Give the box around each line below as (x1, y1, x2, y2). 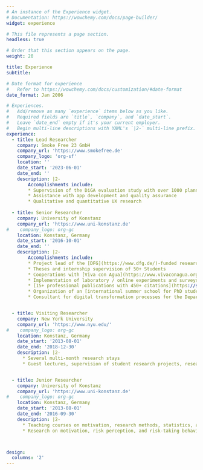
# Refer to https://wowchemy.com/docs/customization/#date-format (6, 86, 182, 93)
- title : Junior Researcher (11, 377, 83, 383)
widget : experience (6, 20, 56, 26)
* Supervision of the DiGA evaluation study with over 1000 (28, 187, 182, 194)
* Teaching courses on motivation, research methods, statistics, (22, 422, 193, 428)
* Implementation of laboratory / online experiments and (28, 277, 177, 283)
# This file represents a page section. (6, 31, 110, 37)
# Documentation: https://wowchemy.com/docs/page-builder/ (6, 15, 158, 21)
